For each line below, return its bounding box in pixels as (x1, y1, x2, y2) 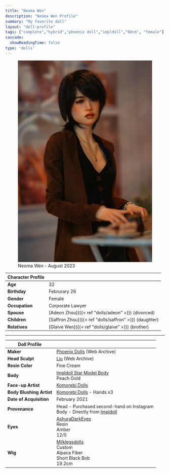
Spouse (7, 310, 24, 316)
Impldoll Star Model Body (56, 370, 109, 376)
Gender (7, 296, 24, 302)
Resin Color (7, 362, 33, 369)
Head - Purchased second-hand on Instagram (56, 403, 154, 409)
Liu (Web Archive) (56, 355, 94, 362)
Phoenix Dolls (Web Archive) (56, 348, 116, 354)
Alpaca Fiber (56, 450, 83, 456)
